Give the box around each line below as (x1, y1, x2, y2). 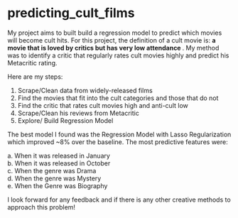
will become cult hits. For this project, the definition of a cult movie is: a (7, 36, 216, 44)
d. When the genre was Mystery (7, 174, 102, 182)
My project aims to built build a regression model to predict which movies (7, 28, 222, 37)
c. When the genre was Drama (7, 166, 97, 175)
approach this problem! (7, 202, 76, 211)
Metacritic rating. (7, 58, 58, 67)
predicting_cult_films (7, 5, 135, 21)
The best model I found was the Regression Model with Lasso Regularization (7, 130, 232, 138)
